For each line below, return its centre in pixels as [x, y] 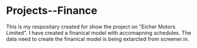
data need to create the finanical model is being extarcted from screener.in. [98, 39]
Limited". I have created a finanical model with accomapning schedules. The [99, 32]
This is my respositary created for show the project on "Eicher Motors [91, 27]
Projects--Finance [52, 11]
